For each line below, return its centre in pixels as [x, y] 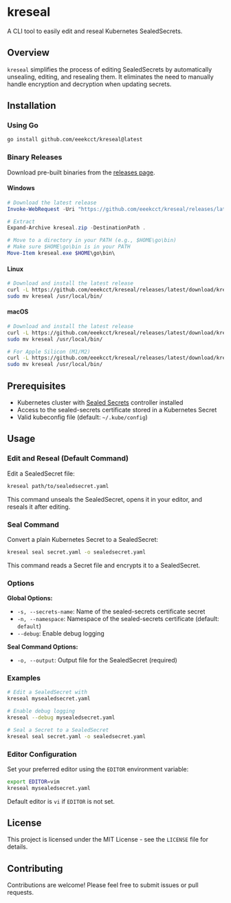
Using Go [23, 125]
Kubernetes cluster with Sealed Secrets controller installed [100, 403]
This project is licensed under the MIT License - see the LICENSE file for [108, 840]
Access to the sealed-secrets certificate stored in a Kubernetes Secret [117, 410]
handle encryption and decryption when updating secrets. [89, 84]
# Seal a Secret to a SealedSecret [58, 730]
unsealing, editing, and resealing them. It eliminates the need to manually [111, 77]
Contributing [35, 868]
